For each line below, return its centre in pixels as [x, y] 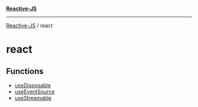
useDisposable [33, 85]
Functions [25, 71]
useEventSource [34, 92]
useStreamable [33, 98]
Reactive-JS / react [29, 25]
